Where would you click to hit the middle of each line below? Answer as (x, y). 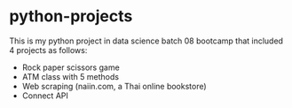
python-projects (71, 16)
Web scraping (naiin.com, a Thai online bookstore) (114, 86)
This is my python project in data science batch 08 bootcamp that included (146, 41)
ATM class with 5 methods (71, 76)
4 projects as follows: (48, 50)
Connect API (45, 96)
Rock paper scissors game (71, 67)
